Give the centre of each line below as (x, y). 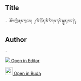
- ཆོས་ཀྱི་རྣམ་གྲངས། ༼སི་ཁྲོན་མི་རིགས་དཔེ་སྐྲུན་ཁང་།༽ (41, 21)
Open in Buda (27, 73)
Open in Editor (25, 61)
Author (16, 40)
